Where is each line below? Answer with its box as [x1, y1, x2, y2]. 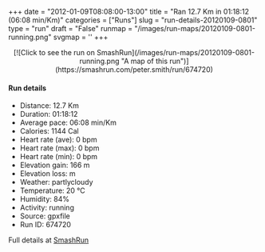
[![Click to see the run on [13, 48, 96, 57]
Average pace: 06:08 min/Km [19, 118, 117, 127]
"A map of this [121, 56, 168, 66]
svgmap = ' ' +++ [53, 32, 109, 42]
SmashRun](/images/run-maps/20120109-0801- [97, 48, 255, 57]
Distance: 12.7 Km [19, 101, 80, 110]
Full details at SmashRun [8, 235, 89, 245]
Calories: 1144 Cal [19, 126, 79, 136]
